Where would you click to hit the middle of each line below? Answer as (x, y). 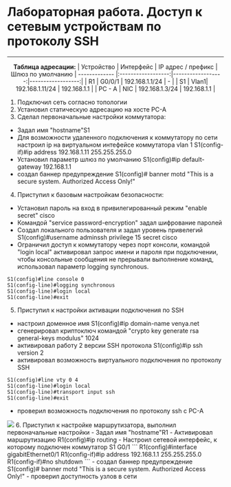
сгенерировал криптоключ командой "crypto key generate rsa (108, 331)
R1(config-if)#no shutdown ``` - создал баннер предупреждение (100, 462)
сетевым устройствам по (84, 27)
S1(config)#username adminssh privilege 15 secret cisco (97, 237)
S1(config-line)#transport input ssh (61, 392)
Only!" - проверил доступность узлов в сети (72, 476)
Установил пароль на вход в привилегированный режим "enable (112, 208)
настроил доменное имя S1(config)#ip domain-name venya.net (108, 323)
